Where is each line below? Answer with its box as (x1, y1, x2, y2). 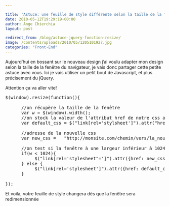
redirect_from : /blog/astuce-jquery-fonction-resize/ (5, 35, 121, 41)
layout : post (5, 26, 33, 31)
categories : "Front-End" (5, 45, 58, 50)
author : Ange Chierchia (5, 21, 56, 26)
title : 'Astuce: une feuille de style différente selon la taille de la (5, 12, 162, 17)
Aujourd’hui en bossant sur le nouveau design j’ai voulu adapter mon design (5, 58, 163, 65)
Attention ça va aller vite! (5, 84, 57, 91)
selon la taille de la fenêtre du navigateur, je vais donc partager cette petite (5, 64, 161, 70)
